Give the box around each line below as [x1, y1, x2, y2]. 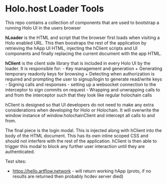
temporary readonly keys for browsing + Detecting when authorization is [5, 70, 155, 76]
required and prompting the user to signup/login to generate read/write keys [5, 76, 162, 82]
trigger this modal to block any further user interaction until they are [5, 143, 145, 149]
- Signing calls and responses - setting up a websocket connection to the [5, 81, 156, 87]
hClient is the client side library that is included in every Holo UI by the [5, 60, 151, 66]
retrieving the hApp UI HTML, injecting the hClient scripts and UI [5, 45, 138, 51]
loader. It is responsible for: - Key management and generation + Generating [5, 65, 162, 71]
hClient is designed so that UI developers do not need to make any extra [5, 101, 154, 107]
